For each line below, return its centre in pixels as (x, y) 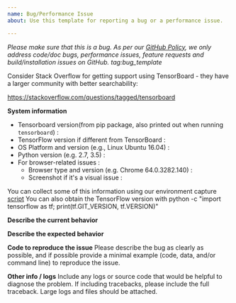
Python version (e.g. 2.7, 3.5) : (61, 155)
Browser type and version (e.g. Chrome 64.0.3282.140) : (110, 170)
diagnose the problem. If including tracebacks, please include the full (108, 284)
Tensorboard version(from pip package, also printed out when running (120, 124)
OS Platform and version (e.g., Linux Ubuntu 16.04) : (94, 147)
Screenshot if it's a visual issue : (75, 177)
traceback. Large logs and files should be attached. (83, 291)
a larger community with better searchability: (73, 83)
